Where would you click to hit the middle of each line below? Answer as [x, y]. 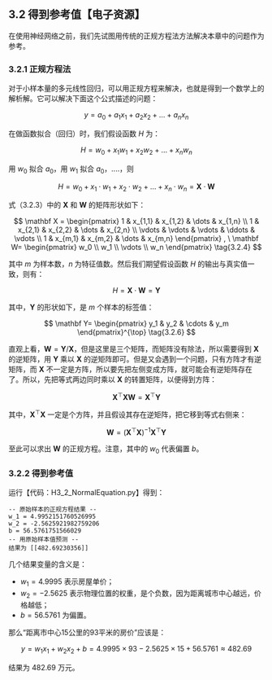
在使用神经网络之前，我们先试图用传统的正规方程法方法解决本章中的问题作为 [136, 36]
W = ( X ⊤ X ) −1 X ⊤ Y [136, 432]
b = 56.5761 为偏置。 [55, 615]
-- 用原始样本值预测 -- [44, 540]
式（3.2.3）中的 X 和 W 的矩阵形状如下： [77, 205]
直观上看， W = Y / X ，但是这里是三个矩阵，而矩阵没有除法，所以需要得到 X [134, 349]
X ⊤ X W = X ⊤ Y [136, 396]
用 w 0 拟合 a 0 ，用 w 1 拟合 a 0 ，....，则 [71, 169]
